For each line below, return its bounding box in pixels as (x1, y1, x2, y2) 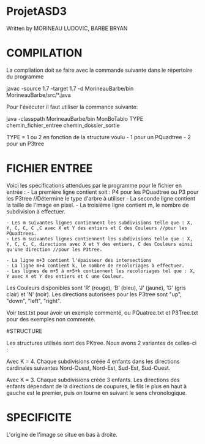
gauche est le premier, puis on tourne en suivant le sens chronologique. (6, 389, 187, 396)
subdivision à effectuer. (6, 207, 65, 215)
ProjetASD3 (6, 4, 67, 18)
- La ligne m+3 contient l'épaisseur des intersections (6, 257, 152, 263)
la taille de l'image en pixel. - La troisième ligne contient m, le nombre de (6, 201, 189, 209)
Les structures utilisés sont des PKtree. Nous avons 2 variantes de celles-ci (6, 339, 197, 346)
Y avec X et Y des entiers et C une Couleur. (6, 273, 124, 280)
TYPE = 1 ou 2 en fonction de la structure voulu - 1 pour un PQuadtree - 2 (6, 133, 191, 140)
